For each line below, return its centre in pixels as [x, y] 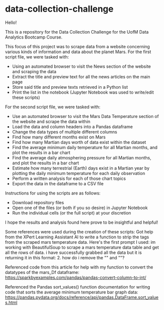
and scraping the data [34, 71]
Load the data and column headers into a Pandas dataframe [72, 126]
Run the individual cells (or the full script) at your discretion [72, 213]
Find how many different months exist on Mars [59, 137]
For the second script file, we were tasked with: [53, 107]
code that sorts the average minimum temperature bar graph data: [72, 292]
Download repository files [38, 202]
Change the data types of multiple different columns [64, 132]
